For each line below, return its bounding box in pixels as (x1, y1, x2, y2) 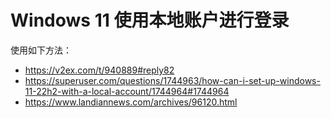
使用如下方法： (10, 44, 72, 56)
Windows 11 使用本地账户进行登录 (10, 9, 290, 32)
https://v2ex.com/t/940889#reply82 (24, 64, 175, 76)
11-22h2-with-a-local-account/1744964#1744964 (24, 85, 230, 97)
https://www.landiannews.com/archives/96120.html (24, 96, 238, 108)
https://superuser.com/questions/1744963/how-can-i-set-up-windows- (24, 74, 321, 86)
